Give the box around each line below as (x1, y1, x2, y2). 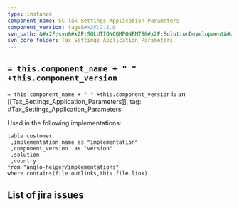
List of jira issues (7, 189, 84, 202)
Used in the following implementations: (7, 118, 122, 127)
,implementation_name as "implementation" (10, 138, 139, 146)
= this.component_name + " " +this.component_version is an (7, 90, 186, 98)
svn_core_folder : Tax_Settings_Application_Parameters (7, 37, 174, 44)
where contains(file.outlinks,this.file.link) (7, 170, 148, 177)
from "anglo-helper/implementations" (7, 163, 119, 171)
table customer (7, 132, 53, 140)
